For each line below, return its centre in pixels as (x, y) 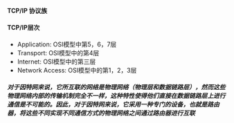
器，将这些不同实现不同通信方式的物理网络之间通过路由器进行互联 (101, 113)
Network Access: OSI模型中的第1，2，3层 (77, 70)
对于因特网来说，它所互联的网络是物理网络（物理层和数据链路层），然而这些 (116, 87)
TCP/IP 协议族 (27, 10)
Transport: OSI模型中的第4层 (58, 53)
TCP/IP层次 (24, 28)
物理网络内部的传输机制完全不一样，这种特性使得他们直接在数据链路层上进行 (116, 96)
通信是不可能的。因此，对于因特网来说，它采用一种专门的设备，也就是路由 (113, 104)
